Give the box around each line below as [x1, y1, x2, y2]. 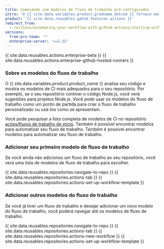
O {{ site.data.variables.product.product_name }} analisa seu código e [5, 81, 146, 87]
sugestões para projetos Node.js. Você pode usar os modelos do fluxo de [5, 96, 153, 102]
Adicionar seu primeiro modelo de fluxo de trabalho [5, 143, 129, 150]
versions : [5, 30, 25, 35]
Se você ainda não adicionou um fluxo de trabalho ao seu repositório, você [5, 154, 156, 161]
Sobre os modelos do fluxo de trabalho [5, 69, 99, 76]
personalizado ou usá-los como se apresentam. [5, 107, 101, 113]
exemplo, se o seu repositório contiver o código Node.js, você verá [5, 91, 140, 97]
